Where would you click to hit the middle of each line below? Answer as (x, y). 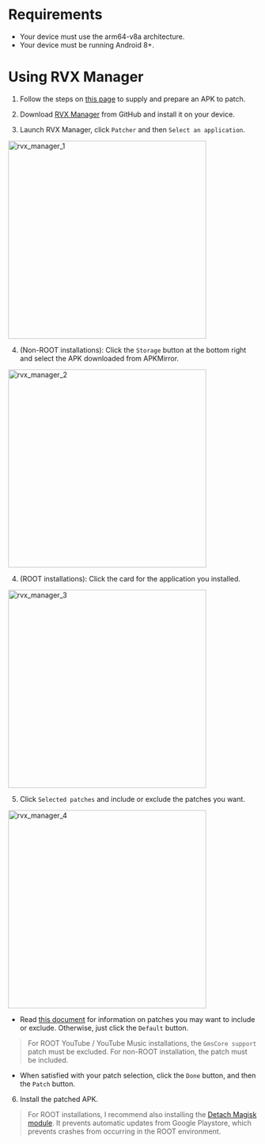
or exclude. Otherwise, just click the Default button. (104, 1028)
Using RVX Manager (76, 77)
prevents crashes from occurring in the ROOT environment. (124, 1131)
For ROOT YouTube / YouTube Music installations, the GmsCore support (142, 1043)
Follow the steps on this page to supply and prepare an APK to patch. (132, 99)
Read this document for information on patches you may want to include (137, 1019)
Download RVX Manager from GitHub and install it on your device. (127, 114)
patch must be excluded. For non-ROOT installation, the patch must (137, 1051)
